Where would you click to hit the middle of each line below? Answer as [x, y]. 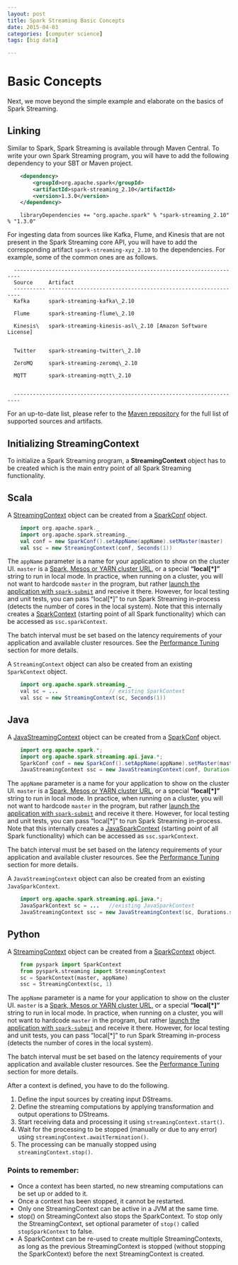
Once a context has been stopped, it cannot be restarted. [101, 1201]
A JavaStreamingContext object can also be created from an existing [106, 879]
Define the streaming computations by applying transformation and [115, 1107]
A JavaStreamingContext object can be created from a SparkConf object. [114, 737]
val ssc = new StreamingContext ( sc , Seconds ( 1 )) [93, 698]
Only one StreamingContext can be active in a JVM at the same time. [118, 1208]
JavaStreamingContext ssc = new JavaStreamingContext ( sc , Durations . [125, 913]
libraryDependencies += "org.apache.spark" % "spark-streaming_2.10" [125, 216]
